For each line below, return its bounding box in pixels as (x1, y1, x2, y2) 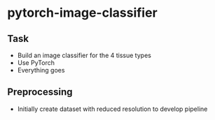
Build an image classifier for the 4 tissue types (17, 51, 152, 59)
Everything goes (17, 66, 65, 74)
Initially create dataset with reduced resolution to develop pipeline (17, 105, 208, 113)
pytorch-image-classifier (7, 5, 158, 21)
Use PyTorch (17, 59, 55, 67)
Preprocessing (7, 86, 73, 98)
